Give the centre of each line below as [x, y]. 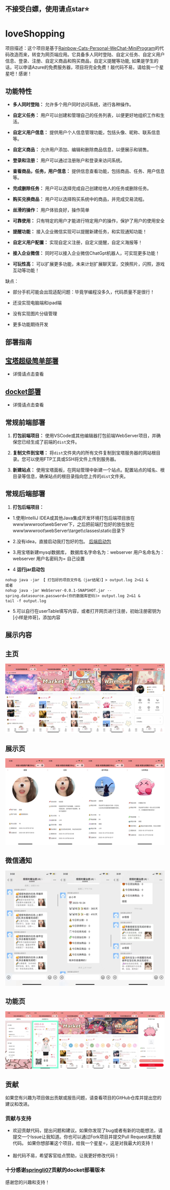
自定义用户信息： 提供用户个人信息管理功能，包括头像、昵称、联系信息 [86, 132]
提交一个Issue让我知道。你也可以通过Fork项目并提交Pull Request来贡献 [87, 1137]
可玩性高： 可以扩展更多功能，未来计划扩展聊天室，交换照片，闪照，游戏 [89, 264]
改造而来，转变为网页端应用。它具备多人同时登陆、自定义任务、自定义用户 [87, 54]
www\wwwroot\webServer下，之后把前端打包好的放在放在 [74, 524]
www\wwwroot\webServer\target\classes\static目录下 [69, 530]
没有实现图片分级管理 [35, 314]
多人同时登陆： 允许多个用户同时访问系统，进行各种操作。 [73, 105]
